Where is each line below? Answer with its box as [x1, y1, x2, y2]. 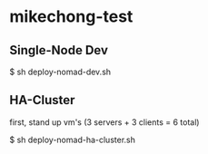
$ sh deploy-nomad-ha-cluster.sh [9, 134, 136, 145]
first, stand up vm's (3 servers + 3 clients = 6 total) [9, 116, 200, 128]
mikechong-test [9, 6, 134, 27]
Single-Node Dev [9, 43, 109, 58]
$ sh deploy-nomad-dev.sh [9, 66, 112, 77]
